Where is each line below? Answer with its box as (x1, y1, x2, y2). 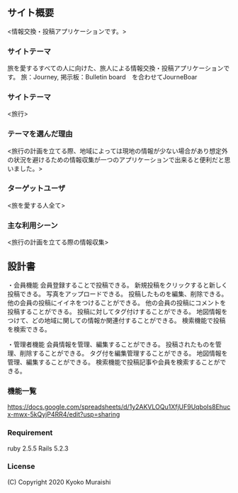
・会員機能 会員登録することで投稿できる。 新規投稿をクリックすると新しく (7, 280, 228, 289)
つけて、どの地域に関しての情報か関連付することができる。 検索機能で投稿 (7, 316, 226, 324)
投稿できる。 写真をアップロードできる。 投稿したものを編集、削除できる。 (7, 289, 228, 298)
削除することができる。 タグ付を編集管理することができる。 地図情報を (19, 348, 228, 357)
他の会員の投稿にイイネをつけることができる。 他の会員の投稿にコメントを (7, 298, 227, 307)
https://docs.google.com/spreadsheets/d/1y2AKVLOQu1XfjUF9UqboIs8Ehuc (7, 402, 231, 412)
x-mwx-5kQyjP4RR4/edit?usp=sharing (7, 410, 120, 419)
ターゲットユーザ (7, 183, 66, 193)
